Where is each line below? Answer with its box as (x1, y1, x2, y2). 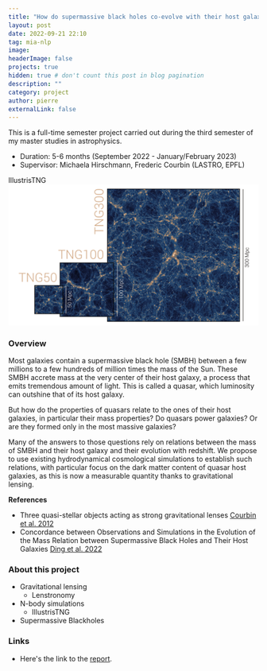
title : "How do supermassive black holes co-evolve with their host (8, 13, 240, 21)
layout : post (8, 21, 52, 29)
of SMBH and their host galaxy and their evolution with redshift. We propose (8, 446, 257, 456)
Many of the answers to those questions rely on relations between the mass (8, 437, 257, 447)
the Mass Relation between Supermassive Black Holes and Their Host (19, 536, 249, 545)
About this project (8, 564, 79, 575)
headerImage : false (8, 55, 73, 63)
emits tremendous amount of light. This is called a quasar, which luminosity (8, 382, 255, 391)
